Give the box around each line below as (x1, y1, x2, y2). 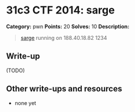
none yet (14, 99, 37, 106)
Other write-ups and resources (6, 84, 123, 94)
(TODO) (6, 67, 25, 74)
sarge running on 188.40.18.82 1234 (20, 34, 107, 41)
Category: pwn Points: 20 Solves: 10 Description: (6, 23, 130, 30)
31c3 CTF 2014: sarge (6, 4, 115, 17)
